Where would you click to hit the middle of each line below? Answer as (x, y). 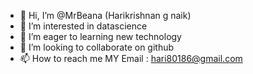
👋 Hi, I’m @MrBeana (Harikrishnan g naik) (105, 15)
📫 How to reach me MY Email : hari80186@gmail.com (131, 58)
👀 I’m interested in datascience (83, 26)
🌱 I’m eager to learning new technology (100, 36)
